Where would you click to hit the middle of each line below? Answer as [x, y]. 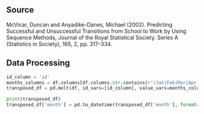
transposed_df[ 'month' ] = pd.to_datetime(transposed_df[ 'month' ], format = [103, 105]
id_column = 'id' [28, 77]
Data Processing [38, 63]
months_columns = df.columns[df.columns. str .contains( [77, 82]
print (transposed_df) [34, 99]
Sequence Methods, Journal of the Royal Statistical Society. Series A [92, 37]
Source [20, 10]
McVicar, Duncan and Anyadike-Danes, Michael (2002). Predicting [90, 24]
